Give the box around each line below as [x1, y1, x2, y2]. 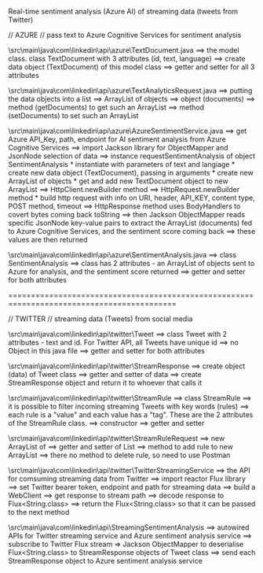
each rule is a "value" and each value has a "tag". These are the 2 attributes [8, 410, 254, 420]
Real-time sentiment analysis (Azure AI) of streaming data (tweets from [8, 7, 239, 16]
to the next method [8, 508, 70, 516]
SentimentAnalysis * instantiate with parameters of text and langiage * [8, 160, 236, 168]
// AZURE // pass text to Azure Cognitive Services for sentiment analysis [8, 31, 242, 39]
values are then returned [8, 235, 88, 244]
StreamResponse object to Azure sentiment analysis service [8, 556, 203, 565]
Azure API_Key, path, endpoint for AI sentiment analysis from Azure [8, 135, 226, 144]
